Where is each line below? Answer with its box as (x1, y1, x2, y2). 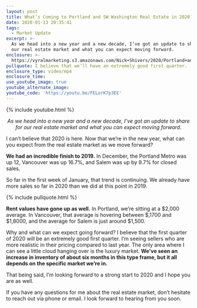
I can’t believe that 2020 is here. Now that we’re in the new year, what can (6, 135, 185, 142)
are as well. (6, 277, 34, 284)
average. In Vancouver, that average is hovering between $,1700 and (6, 211, 172, 218)
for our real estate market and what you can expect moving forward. (15, 123, 182, 130)
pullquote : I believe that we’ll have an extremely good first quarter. (6, 63, 188, 69)
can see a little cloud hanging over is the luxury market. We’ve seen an (6, 247, 178, 254)
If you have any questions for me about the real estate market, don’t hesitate (6, 289, 191, 296)
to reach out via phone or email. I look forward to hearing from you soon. (6, 295, 182, 302)
